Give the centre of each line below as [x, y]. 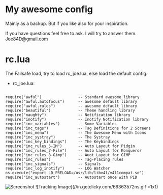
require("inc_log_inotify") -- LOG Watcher [58, 168]
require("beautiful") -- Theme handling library [70, 110]
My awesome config [49, 9]
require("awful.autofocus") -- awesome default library [71, 101]
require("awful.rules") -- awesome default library [71, 106]
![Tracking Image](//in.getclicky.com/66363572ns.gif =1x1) [97, 186]
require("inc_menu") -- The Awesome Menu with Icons [76, 133]
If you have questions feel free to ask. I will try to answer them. [71, 33]
